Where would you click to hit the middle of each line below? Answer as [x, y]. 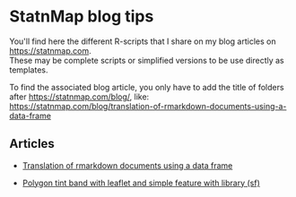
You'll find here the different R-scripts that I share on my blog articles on [143, 41]
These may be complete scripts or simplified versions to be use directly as [147, 60]
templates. [29, 70]
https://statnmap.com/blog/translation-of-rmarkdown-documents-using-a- [148, 106]
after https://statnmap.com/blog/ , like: [79, 97]
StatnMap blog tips [82, 17]
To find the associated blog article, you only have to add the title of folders [147, 87]
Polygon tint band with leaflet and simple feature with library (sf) [141, 183]
